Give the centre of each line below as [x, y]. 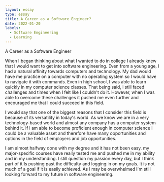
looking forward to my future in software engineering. [59, 174]
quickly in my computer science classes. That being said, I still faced [75, 87]
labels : [13, 28]
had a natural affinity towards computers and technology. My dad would [78, 71]
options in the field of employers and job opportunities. [61, 138]
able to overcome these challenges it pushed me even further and [72, 97]
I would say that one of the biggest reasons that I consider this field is [76, 112]
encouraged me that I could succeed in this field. [55, 103]
